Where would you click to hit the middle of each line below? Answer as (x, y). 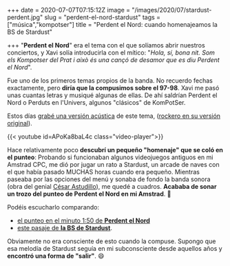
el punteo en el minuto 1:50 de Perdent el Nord (83, 221)
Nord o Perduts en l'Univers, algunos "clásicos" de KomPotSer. (96, 102)
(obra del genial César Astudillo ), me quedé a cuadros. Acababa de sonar (112, 186)
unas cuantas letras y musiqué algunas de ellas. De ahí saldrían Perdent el (112, 95)
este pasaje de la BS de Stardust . (64, 228)
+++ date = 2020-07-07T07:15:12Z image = (69, 10)
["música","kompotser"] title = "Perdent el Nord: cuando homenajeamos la (113, 24)
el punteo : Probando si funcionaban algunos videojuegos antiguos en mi (110, 157)
